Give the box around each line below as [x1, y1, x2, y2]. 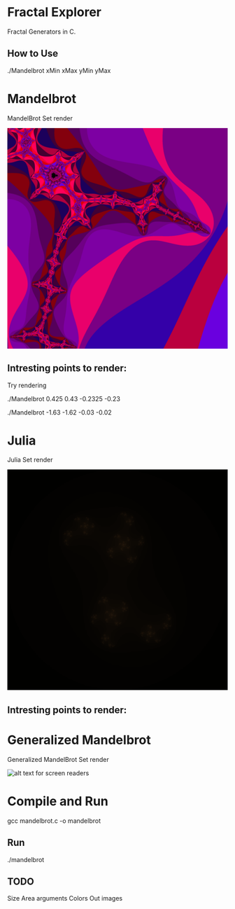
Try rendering [7, 381, 47, 389]
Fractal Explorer [7, 4, 101, 20]
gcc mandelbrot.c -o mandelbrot [7, 817, 101, 825]
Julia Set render [7, 456, 53, 464]
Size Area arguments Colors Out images [7, 894, 123, 903]
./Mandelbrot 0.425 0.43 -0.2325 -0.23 [7, 394, 121, 403]
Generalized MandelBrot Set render [7, 755, 110, 763]
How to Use [7, 48, 59, 60]
